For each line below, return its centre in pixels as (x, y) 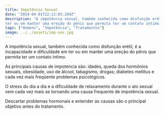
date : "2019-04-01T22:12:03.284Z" (41, 14)
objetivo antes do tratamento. (35, 106)
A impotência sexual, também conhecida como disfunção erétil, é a (73, 46)
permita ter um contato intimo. (36, 57)
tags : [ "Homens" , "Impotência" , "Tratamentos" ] (55, 28)
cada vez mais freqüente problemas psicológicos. (55, 77)
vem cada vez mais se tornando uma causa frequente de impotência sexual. (82, 92)
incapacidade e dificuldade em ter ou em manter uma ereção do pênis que (81, 52)
